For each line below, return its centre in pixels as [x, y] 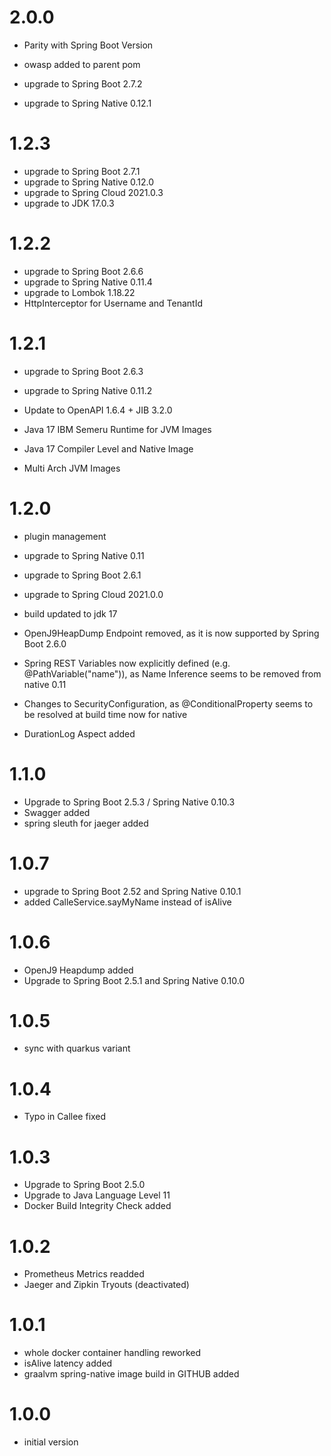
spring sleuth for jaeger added [86, 823]
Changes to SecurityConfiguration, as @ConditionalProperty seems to [168, 703]
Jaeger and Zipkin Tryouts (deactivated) [106, 1285]
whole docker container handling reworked [112, 1353]
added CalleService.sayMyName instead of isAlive [127, 902]
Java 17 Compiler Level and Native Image [108, 448]
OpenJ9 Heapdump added [78, 970]
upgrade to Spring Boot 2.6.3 [83, 371]
